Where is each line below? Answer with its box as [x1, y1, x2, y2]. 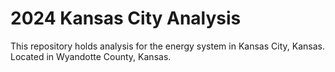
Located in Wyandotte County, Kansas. [10, 50, 172, 62]
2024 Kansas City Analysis [10, 7, 242, 30]
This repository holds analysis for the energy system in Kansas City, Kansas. [10, 40, 325, 52]
